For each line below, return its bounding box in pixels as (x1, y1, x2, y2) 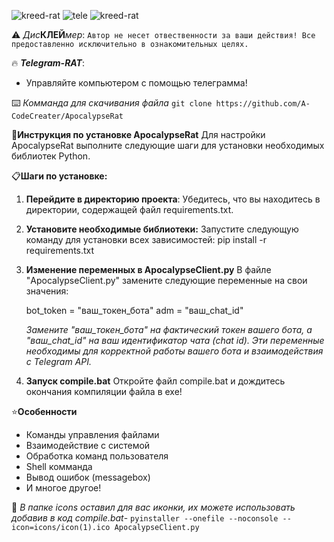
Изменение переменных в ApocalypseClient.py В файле (25, 264, 272, 275)
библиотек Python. (11, 150, 91, 162)
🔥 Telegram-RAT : (11, 57, 85, 69)
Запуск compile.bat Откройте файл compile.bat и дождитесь (25, 375, 286, 387)
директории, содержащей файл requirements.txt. (25, 204, 234, 215)
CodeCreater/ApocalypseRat (11, 111, 124, 121)
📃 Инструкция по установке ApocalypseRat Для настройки (11, 129, 266, 140)
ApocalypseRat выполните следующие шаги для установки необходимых (11, 140, 325, 151)
